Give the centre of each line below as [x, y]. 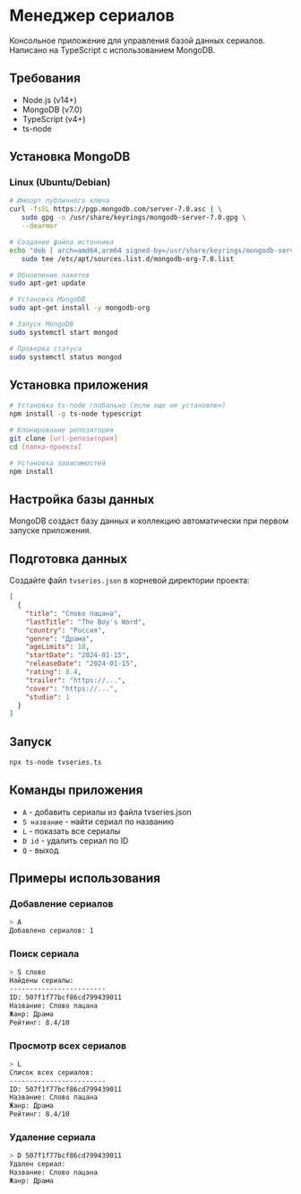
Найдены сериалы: [42, 981]
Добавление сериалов [61, 904]
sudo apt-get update [48, 284]
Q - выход [40, 850]
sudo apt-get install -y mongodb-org [80, 308]
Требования [45, 79]
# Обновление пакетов [50, 275]
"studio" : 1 [47, 697]
